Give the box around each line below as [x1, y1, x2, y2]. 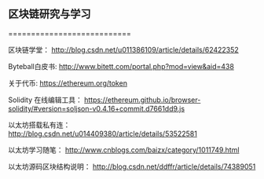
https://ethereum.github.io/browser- [83, 95, 201, 104]
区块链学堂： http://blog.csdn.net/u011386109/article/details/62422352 [8, 45, 240, 54]
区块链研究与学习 [8, 7, 91, 21]
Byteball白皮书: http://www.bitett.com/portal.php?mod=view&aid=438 [8, 61, 234, 71]
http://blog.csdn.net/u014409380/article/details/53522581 [8, 129, 198, 138]
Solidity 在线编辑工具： [8, 95, 82, 104]
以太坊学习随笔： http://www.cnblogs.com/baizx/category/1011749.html [8, 144, 240, 155]
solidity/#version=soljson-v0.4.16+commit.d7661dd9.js [8, 104, 185, 113]
